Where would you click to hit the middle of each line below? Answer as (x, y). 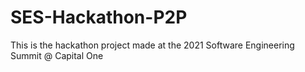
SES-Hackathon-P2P (99, 17)
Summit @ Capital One (57, 55)
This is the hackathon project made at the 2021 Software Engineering (152, 45)
